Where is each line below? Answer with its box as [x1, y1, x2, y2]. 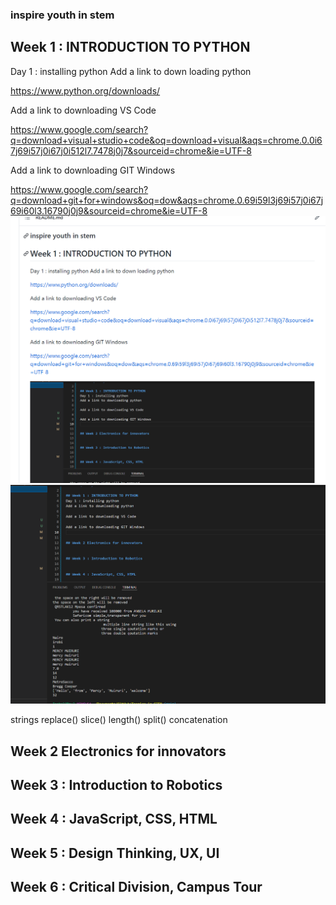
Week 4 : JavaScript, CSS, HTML [10, 811, 218, 828]
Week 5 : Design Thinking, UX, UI [10, 844, 220, 862]
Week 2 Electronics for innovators [10, 743, 227, 760]
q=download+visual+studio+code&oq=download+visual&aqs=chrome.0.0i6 [10, 134, 323, 146]
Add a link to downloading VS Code [10, 104, 157, 116]
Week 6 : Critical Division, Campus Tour [10, 879, 263, 896]
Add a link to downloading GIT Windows [10, 164, 176, 176]
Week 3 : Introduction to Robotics [10, 777, 223, 793]
